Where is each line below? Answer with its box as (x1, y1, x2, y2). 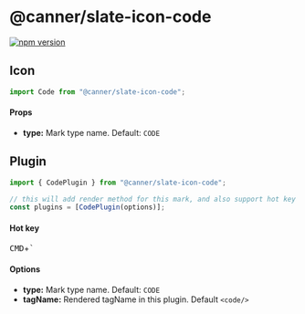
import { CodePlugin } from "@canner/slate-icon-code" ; (9, 178, 226, 187)
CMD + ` (9, 243, 35, 254)
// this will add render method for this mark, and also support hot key (9, 194, 297, 204)
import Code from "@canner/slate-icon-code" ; (9, 87, 185, 97)
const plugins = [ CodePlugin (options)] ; (9, 203, 166, 212)
